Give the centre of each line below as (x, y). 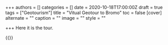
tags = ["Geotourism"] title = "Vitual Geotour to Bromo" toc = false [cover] (83, 13)
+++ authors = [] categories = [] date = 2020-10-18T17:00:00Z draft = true (84, 7)
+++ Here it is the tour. (29, 28)
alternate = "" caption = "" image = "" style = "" (56, 18)
